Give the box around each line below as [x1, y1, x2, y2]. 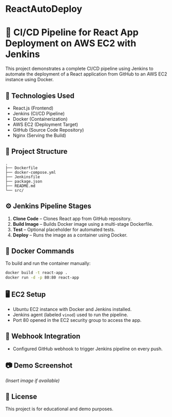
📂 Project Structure [5, 147, 68, 156]
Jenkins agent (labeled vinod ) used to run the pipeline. [12, 312, 128, 318]
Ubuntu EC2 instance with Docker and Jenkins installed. [12, 306, 132, 312]
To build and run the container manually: [5, 260, 91, 266]
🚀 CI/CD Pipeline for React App [5, 27, 139, 39]
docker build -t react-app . [5, 270, 68, 276]
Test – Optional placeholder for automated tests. [12, 226, 116, 232]
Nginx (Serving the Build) [12, 132, 66, 138]
